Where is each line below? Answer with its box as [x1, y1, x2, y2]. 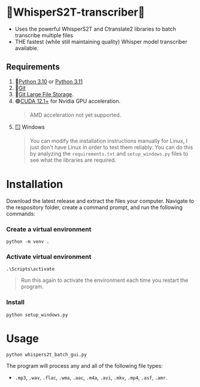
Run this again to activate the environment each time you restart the [20, 276, 189, 284]
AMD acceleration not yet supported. [29, 111, 122, 118]
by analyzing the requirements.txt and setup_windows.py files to [29, 150, 189, 157]
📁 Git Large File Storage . [14, 90, 74, 98]
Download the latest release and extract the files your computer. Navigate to [6, 197, 195, 204]
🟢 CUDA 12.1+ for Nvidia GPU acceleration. [14, 97, 121, 105]
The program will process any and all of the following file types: [6, 362, 163, 369]
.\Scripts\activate [6, 266, 55, 272]
